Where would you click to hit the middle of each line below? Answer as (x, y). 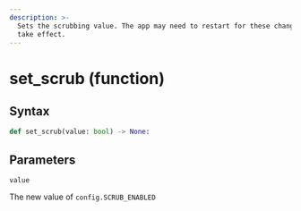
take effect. (42, 34)
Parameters (43, 160)
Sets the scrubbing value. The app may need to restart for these (144, 26)
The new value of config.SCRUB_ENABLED (83, 197)
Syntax (30, 111)
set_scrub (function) (87, 78)
